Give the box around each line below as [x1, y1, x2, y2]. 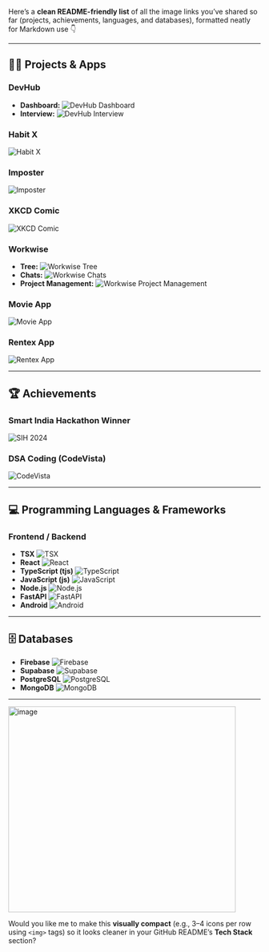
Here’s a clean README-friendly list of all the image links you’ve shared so [8, 7, 258, 16]
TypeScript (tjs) [19, 567, 74, 576]
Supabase [19, 665, 55, 676]
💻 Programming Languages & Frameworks [8, 502, 227, 516]
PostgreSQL [19, 674, 62, 684]
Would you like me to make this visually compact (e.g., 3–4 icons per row [8, 918, 252, 928]
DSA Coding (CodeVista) [8, 453, 106, 464]
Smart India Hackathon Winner [8, 414, 130, 426]
